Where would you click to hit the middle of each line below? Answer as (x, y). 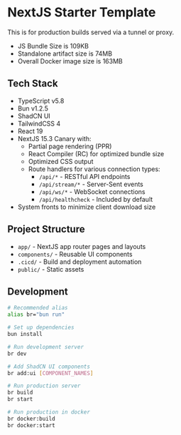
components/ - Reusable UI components (75, 254)
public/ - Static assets (51, 269)
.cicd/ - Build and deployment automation (79, 262)
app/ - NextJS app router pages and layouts (82, 246)
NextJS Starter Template (82, 12)
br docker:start (31, 425)
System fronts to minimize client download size (87, 207)
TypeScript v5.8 (41, 101)
